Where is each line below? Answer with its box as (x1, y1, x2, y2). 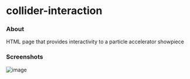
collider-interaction (6, 4, 103, 18)
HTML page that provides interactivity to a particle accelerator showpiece (6, 38, 185, 45)
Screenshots (6, 53, 43, 61)
